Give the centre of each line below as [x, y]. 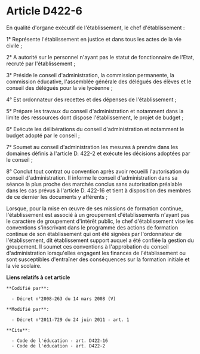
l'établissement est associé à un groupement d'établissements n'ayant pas [98, 214]
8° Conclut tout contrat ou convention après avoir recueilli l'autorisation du [98, 171]
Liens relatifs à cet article [38, 277]
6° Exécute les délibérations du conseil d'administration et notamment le [95, 129]
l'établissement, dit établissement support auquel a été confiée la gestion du [100, 240]
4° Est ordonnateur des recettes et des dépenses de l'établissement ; [92, 99]
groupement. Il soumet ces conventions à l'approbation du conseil [87, 246]
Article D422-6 [44, 11]
